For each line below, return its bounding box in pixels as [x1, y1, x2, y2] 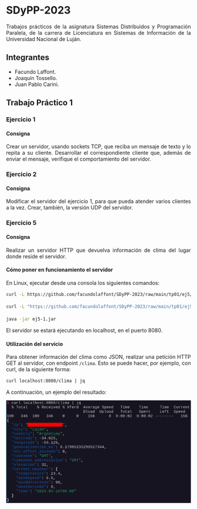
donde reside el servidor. [6, 252, 66, 260]
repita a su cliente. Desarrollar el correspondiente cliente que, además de [6, 149, 191, 157]
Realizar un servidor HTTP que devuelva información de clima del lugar [6, 247, 191, 254]
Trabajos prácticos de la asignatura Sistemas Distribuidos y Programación [6, 23, 191, 30]
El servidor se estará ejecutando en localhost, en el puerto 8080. [6, 327, 163, 334]
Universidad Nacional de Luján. [6, 35, 81, 42]
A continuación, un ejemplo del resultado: [6, 389, 107, 396]
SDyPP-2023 [6, 4, 71, 17]
